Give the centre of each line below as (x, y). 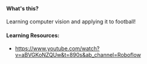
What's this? (23, 8)
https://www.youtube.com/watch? (57, 48)
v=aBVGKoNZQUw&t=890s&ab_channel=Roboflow (78, 55)
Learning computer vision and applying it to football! (71, 22)
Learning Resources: (33, 35)
